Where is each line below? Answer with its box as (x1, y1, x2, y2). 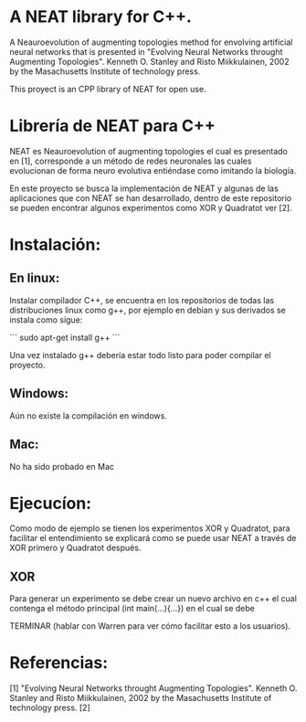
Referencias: (9, 653, 109, 674)
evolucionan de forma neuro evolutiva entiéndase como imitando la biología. (9, 165, 297, 175)
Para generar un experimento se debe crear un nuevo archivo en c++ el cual (9, 593, 297, 604)
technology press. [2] (9, 702, 90, 714)
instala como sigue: (9, 313, 83, 325)
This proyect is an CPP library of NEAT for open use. (9, 83, 207, 94)
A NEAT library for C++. (9, 6, 192, 27)
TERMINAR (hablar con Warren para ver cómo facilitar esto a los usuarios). (9, 621, 290, 632)
